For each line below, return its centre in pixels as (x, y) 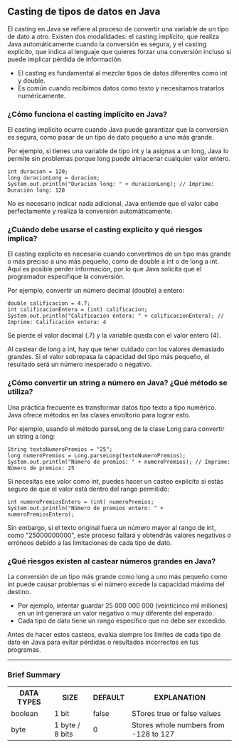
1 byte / (67, 725)
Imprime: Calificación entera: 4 (57, 322)
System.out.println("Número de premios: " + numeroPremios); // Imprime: (119, 462)
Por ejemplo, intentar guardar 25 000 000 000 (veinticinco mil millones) (123, 606)
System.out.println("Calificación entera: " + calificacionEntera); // (116, 316)
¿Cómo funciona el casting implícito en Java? (87, 114)
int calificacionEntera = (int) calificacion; (78, 310)
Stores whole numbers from (178, 725)
